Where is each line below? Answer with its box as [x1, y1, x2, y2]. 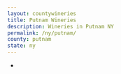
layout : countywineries [7, 10, 77, 17]
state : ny [7, 42, 36, 49]
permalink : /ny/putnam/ [7, 29, 77, 37]
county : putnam [7, 36, 52, 43]
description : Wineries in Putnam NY [7, 23, 114, 30]
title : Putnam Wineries [7, 17, 77, 24]
